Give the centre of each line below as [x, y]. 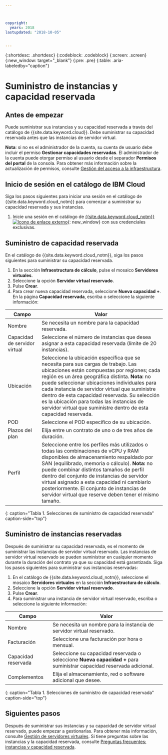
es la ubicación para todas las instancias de [93, 401]
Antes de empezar [34, 115]
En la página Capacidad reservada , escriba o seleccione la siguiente [83, 296]
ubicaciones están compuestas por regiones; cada [101, 370]
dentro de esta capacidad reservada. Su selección [101, 395]
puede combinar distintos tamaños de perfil [93, 469]
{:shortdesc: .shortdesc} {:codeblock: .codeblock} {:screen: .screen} [76, 55]
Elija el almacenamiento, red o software [98, 674]
